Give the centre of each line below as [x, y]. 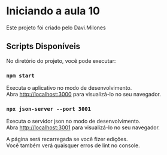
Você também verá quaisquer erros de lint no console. [73, 145]
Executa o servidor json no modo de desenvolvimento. [73, 121]
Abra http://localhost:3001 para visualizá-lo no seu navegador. [83, 127]
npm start [20, 75]
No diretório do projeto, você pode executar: [61, 60]
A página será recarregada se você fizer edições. [67, 139]
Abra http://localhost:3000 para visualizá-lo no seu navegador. [84, 95]
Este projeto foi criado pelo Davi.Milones [56, 28]
